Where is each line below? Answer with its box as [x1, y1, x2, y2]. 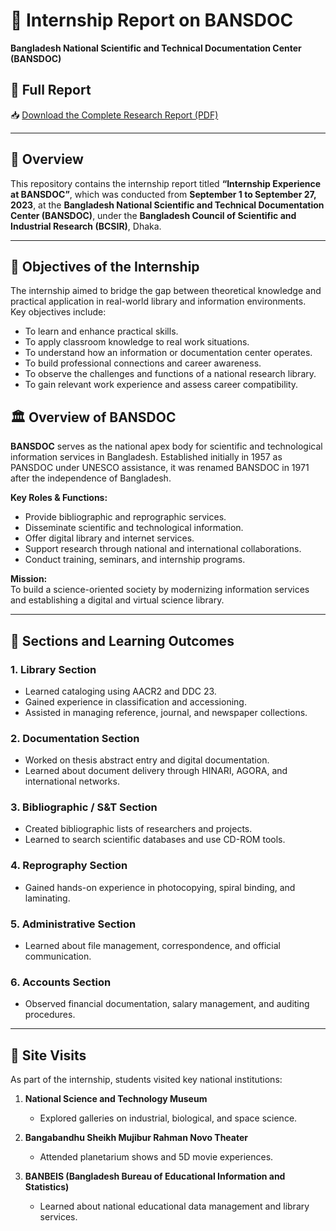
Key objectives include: [10, 306, 107, 318]
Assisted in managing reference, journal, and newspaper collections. [24, 706, 308, 718]
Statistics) [24, 1181, 70, 1193]
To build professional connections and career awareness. [24, 357, 262, 369]
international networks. [24, 775, 120, 788]
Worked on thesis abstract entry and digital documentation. [24, 754, 270, 766]
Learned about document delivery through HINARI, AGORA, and [24, 765, 288, 777]
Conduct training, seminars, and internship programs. [24, 554, 246, 566]
